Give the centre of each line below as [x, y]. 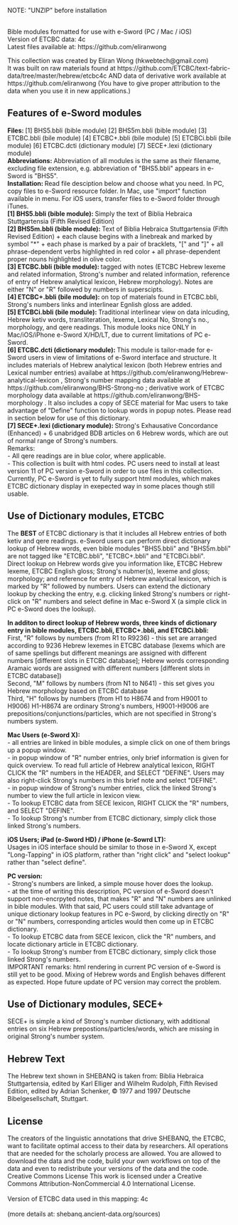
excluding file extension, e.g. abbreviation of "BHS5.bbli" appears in [107, 168]
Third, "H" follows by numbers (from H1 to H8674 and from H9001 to [108, 698]
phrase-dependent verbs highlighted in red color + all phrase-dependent [114, 251]
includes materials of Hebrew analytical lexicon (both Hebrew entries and [115, 365]
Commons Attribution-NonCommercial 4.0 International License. [101, 1184]
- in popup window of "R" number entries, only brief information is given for [118, 757]
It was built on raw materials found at [61, 68]
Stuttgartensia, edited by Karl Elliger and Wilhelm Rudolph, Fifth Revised [113, 1084]
